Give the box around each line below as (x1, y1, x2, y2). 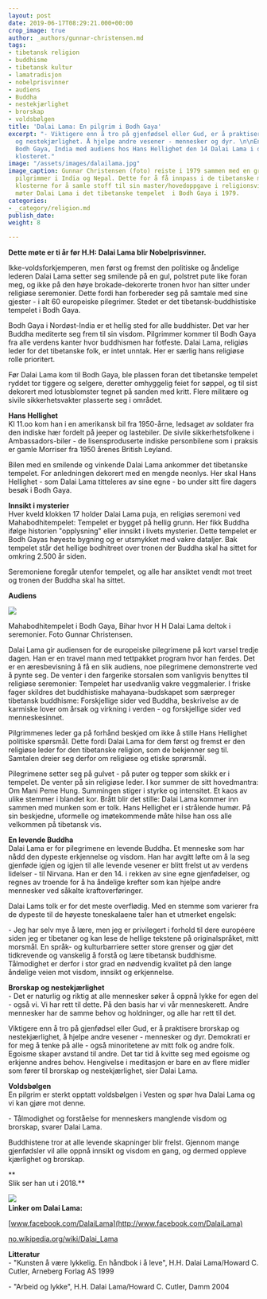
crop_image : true (8, 26, 66, 34)
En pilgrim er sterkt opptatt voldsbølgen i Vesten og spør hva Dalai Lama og (8, 1090, 256, 1099)
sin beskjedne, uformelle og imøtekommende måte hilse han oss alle (8, 811, 233, 821)
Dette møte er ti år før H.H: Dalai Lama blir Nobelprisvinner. (8, 248, 207, 257)
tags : (8, 41, 26, 49)
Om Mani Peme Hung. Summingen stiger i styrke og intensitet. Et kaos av (8, 786, 248, 796)
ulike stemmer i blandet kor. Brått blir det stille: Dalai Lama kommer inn (8, 794, 238, 804)
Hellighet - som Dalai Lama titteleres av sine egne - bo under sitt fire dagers (8, 477, 257, 486)
